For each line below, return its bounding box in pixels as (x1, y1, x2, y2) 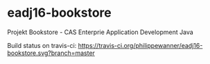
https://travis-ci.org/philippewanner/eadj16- (78, 41, 203, 49)
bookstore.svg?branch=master (7, 49, 96, 57)
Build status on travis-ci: (7, 41, 77, 49)
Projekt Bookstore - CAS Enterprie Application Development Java (7, 28, 194, 36)
